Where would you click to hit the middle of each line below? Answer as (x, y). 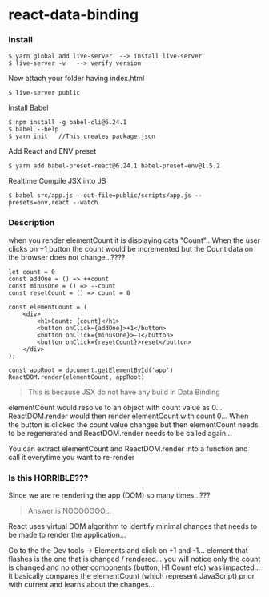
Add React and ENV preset (52, 151)
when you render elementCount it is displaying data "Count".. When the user (134, 240)
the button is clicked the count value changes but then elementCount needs (133, 424)
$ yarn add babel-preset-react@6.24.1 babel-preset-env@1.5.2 (114, 166)
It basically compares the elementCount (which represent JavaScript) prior (131, 576)
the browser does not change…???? (67, 257)
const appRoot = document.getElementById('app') (91, 370)
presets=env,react (39, 203)
